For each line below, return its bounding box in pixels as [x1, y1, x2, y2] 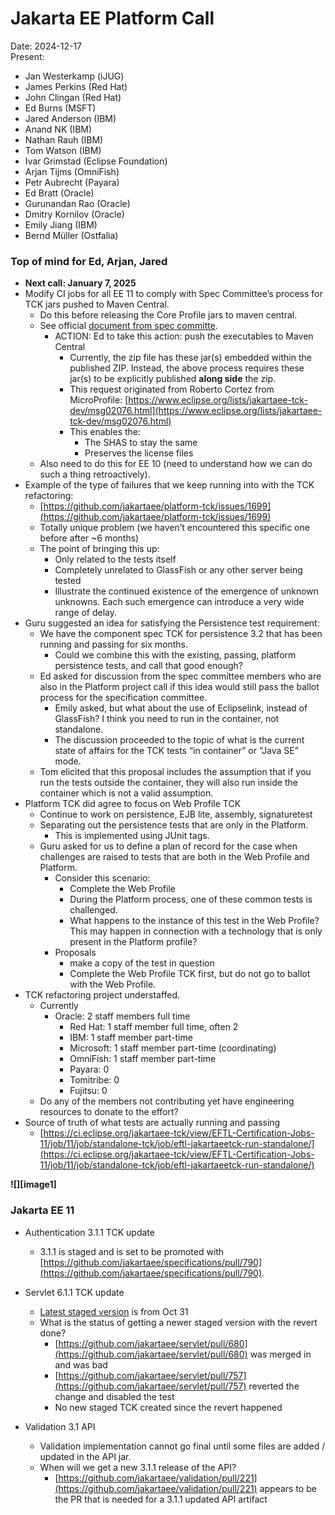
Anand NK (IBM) [24, 123, 93, 135]
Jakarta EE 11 [10, 1203, 75, 1217]
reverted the [248, 1380, 300, 1392]
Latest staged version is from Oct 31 [39, 1305, 189, 1317]
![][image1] [10, 1178, 57, 1191]
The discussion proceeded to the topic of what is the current [54, 734, 305, 746]
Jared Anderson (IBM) [24, 112, 117, 124]
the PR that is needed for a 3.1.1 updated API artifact [54, 1493, 268, 1505]
